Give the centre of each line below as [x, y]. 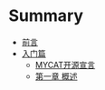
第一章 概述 [56, 76]
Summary [46, 16]
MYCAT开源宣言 [65, 65]
